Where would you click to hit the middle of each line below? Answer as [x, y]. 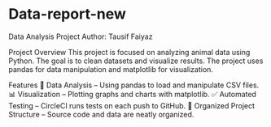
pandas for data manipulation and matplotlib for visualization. [111, 69]
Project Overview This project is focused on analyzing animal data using [129, 52]
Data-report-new [67, 14]
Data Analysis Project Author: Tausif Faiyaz [81, 36]
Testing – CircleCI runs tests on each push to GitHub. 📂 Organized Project [131, 105]
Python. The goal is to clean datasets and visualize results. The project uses [136, 61]
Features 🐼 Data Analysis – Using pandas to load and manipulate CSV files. [134, 85]
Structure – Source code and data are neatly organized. [101, 114]
